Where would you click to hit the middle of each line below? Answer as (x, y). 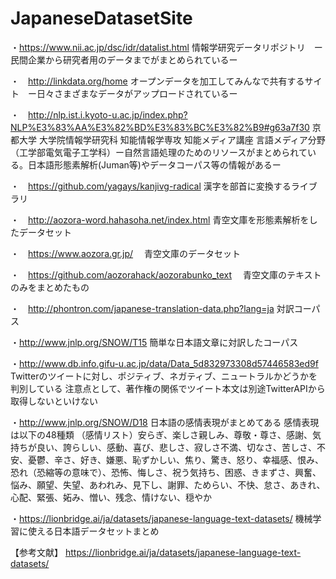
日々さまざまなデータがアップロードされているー (137, 93)
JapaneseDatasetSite (101, 18)
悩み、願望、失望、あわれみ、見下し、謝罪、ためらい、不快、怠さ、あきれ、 (168, 484)
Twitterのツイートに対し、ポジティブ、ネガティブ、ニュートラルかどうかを (164, 376)
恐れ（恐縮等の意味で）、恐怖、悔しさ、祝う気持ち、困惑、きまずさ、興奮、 (166, 472)
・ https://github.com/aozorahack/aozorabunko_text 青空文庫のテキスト (166, 274)
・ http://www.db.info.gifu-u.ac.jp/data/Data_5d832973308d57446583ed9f (164, 363)
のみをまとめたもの (50, 287)
